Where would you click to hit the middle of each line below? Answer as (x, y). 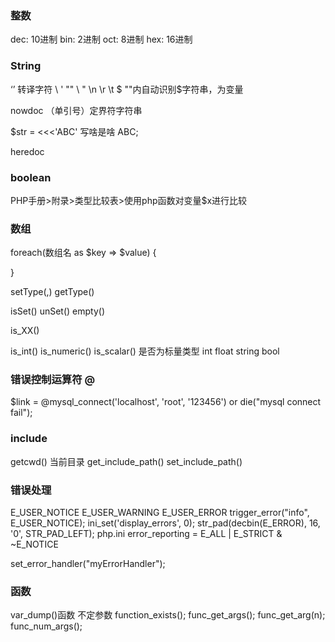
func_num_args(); (46, 626)
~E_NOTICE (34, 544)
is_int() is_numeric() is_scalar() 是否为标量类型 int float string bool (145, 351)
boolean (31, 177)
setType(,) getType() (52, 292)
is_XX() (25, 331)
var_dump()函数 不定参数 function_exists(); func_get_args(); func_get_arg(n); (168, 615)
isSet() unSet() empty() (58, 311)
